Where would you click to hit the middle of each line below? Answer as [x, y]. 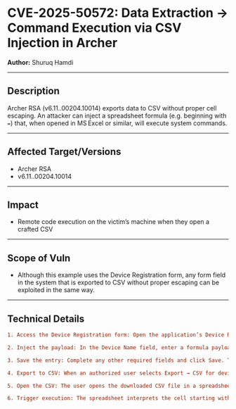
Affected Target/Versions [64, 152]
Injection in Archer [63, 43]
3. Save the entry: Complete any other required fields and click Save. [116, 360]
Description [33, 91]
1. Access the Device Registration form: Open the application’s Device [116, 335]
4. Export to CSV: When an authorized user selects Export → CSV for [111, 373]
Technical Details [46, 319]
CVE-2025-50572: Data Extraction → [118, 13]
